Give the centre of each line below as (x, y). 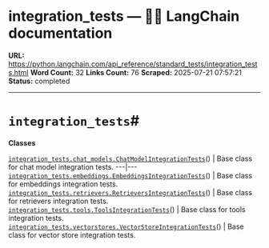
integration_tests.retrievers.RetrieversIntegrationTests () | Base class (130, 192)
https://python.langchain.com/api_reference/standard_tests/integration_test (133, 64)
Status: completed (39, 81)
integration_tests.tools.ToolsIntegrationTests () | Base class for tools (127, 209)
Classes (22, 142)
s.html (18, 72)
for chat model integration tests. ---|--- (73, 166)
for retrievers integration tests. (58, 201)
